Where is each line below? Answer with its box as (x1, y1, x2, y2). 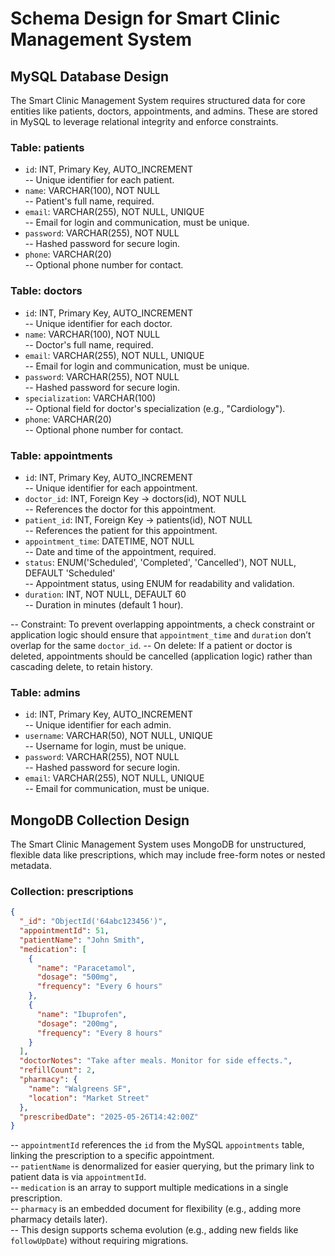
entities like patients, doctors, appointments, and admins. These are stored (10, 105, 318, 117)
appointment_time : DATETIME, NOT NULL (24, 535, 195, 547)
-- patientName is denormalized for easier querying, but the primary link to (10, 1160, 315, 1172)
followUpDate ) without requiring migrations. (10, 1235, 189, 1247)
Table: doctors (10, 284, 83, 298)
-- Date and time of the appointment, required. (24, 545, 217, 557)
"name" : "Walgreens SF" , (28, 1083, 132, 1094)
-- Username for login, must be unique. (24, 740, 187, 752)
